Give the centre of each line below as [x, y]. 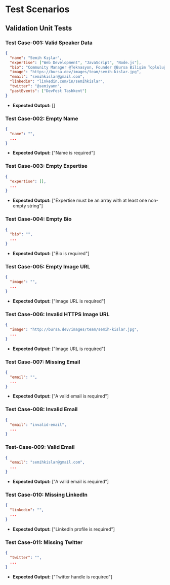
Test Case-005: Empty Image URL [48, 266]
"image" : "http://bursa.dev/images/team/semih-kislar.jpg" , [74, 329]
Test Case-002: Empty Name [42, 118]
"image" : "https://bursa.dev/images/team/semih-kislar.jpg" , [76, 72]
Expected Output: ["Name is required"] [54, 153]
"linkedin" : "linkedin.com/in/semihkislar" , [57, 82]
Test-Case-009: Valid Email [40, 447]
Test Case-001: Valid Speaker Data [49, 43]
